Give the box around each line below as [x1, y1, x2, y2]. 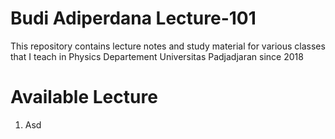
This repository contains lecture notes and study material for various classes [10, 40, 326, 52]
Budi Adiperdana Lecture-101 [10, 7, 257, 30]
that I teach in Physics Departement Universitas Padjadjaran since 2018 [10, 50, 304, 62]
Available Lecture [10, 86, 158, 109]
